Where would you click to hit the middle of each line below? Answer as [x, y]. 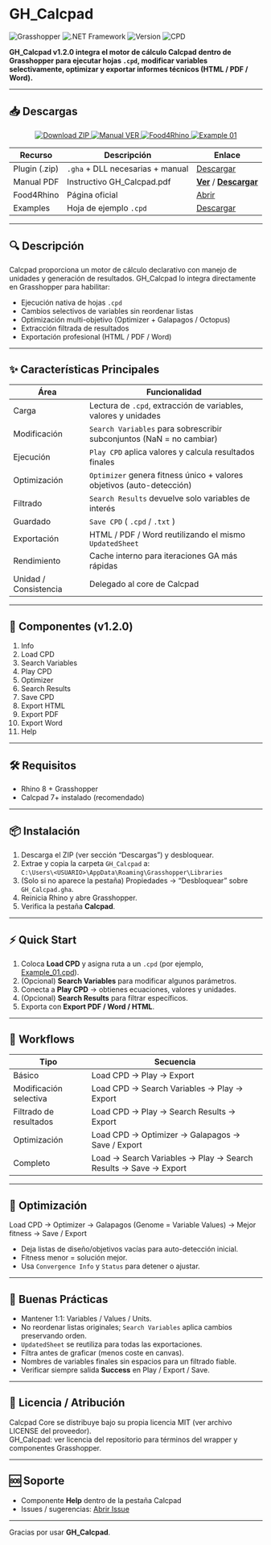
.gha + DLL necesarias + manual [127, 169]
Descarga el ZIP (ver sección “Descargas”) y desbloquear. [117, 855]
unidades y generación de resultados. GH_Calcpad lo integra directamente [133, 278]
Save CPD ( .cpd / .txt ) [132, 522]
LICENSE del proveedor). [50, 1430]
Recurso [36, 155]
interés [102, 509]
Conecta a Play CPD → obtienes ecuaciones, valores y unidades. [128, 989]
